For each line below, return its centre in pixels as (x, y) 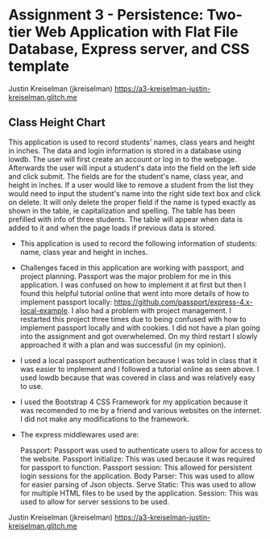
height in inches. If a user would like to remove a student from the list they (131, 185)
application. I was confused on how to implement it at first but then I (133, 285)
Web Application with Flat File (137, 32)
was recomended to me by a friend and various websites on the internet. (141, 410)
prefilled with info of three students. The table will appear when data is (126, 219)
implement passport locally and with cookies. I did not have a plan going (140, 328)
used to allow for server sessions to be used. (95, 501)
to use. (31, 386)
